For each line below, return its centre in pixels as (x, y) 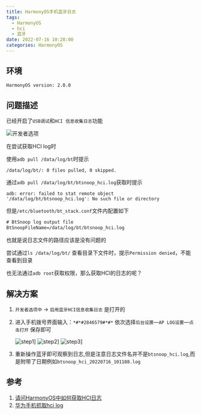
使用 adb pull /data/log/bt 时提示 (48, 159)
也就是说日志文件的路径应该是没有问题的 (56, 240)
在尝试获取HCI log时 (31, 146)
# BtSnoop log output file (40, 222)
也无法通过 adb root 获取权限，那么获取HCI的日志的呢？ (74, 273)
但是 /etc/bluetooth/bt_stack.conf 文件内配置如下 (67, 211)
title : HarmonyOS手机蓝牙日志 (41, 12)
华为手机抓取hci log (39, 405)
